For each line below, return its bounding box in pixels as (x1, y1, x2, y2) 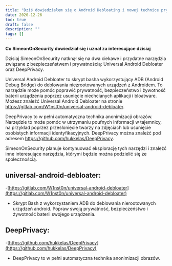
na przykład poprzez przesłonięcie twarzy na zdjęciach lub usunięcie (5, 124, 151, 130)
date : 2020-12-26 (5, 12, 42, 17)
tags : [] (5, 31, 24, 36)
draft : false (5, 22, 33, 27)
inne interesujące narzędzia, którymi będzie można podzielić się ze (5, 151, 147, 157)
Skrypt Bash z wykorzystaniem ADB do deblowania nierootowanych (12, 200, 156, 206)
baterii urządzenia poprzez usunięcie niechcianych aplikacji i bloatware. (5, 93, 157, 99)
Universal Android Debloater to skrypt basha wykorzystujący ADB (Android (5, 77, 164, 82)
